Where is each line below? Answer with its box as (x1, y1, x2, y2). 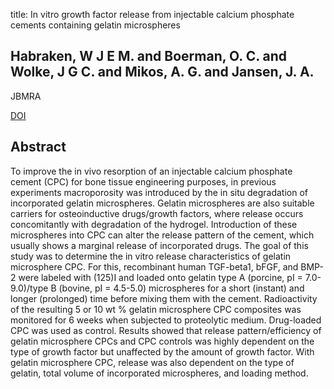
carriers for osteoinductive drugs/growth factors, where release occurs (10, 207, 304, 219)
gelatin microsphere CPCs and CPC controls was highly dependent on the (10, 335, 315, 347)
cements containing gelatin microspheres (10, 19, 181, 31)
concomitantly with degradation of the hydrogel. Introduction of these (10, 218, 298, 230)
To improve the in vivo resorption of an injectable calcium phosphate (10, 165, 293, 177)
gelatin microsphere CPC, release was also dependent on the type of (10, 356, 295, 368)
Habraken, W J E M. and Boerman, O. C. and (10, 48, 288, 65)
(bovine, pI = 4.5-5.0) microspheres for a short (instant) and (58, 282, 305, 294)
